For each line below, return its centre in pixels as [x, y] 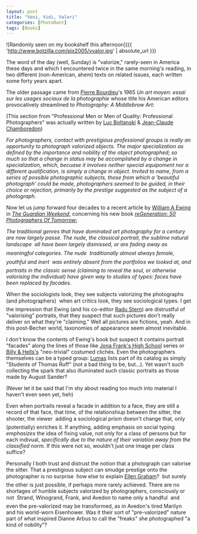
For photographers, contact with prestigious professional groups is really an [98, 140]
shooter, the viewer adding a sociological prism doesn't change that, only [96, 419]
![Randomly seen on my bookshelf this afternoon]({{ [69, 45]
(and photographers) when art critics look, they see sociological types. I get [98, 301]
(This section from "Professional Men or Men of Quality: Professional [89, 116]
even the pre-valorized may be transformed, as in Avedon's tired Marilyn [94, 506]
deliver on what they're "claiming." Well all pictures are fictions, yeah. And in [98, 322]
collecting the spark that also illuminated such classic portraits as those [93, 371]
